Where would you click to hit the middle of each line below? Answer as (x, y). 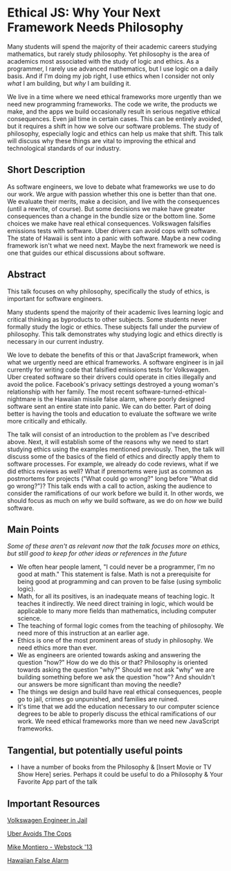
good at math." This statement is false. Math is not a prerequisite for (114, 574)
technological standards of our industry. (64, 148)
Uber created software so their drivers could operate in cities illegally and (112, 377)
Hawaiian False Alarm (38, 860)
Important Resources (54, 804)
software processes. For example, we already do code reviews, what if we (113, 464)
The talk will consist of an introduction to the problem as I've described (108, 434)
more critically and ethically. (47, 421)
